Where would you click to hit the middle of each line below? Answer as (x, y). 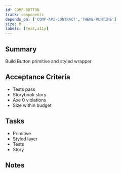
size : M (13, 24)
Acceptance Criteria (38, 77)
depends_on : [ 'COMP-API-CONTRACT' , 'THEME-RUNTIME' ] (61, 19)
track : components (25, 15)
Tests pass (24, 89)
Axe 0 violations (29, 100)
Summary (21, 49)
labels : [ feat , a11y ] (27, 29)
